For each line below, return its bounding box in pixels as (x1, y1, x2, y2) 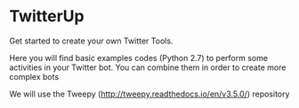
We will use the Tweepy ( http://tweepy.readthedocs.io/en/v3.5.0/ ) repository (9, 89, 290, 99)
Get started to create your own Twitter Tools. (9, 35, 174, 46)
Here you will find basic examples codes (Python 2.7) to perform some (9, 52, 269, 63)
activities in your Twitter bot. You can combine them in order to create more (9, 62, 287, 73)
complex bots (9, 71, 60, 81)
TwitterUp (9, 6, 85, 27)
